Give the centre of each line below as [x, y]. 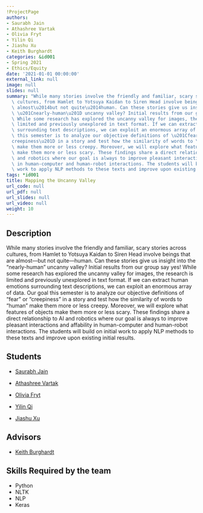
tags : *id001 [23, 175]
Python [24, 485]
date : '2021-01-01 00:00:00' [43, 74]
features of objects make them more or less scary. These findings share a [98, 312]
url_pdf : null [24, 192]
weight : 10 [20, 209]
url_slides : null [28, 197]
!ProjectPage [23, 12]
